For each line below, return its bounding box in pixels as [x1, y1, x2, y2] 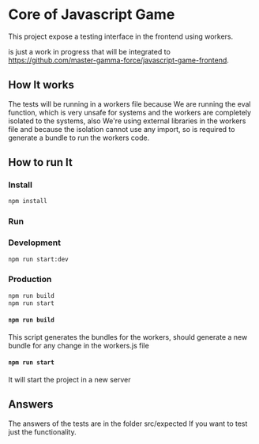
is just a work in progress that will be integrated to [8, 47, 171, 56]
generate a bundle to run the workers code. [8, 133, 150, 142]
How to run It [8, 156, 73, 169]
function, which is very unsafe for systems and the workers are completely [8, 107, 251, 117]
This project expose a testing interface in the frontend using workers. [8, 32, 234, 41]
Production [8, 274, 52, 285]
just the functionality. [8, 427, 77, 436]
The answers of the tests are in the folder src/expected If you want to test [8, 419, 248, 428]
